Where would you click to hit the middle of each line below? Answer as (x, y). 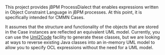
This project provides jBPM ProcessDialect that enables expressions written (82, 7)
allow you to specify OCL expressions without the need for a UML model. (79, 47)
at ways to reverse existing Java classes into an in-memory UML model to (80, 42)
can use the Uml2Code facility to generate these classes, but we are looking (82, 37)
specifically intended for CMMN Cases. (45, 17)
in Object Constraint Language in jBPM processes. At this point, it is (74, 12)
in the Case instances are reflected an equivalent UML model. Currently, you (82, 32)
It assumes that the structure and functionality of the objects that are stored (82, 27)
